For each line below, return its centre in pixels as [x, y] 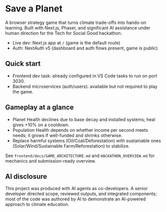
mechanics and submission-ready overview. [51, 161]
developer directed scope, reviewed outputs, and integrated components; [81, 194]
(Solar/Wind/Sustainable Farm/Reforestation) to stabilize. [71, 146]
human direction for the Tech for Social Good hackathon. [64, 33]
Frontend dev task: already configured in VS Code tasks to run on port [85, 76]
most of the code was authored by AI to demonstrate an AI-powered [75, 199]
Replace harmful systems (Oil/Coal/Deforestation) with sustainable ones [87, 141]
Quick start [23, 64]
